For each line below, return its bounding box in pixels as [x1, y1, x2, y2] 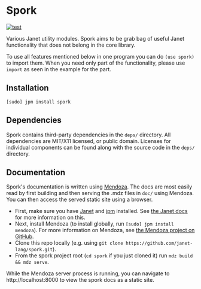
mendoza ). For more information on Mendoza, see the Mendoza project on [14, 227, 195, 234]
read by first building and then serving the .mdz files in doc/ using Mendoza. [6, 190, 194, 197]
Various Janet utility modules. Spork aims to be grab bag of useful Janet [6, 35, 185, 42]
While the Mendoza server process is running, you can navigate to [6, 270, 170, 277]
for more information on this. [14, 214, 86, 221]
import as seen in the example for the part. [6, 65, 112, 72]
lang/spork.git [14, 247, 53, 253]
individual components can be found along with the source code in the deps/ [6, 144, 195, 151]
